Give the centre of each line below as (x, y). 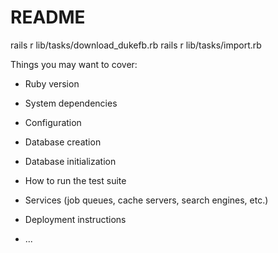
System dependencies (71, 103)
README (48, 17)
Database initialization (70, 161)
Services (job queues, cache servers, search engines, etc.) (146, 200)
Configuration (53, 122)
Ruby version (52, 83)
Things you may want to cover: (74, 64)
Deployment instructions (75, 219)
